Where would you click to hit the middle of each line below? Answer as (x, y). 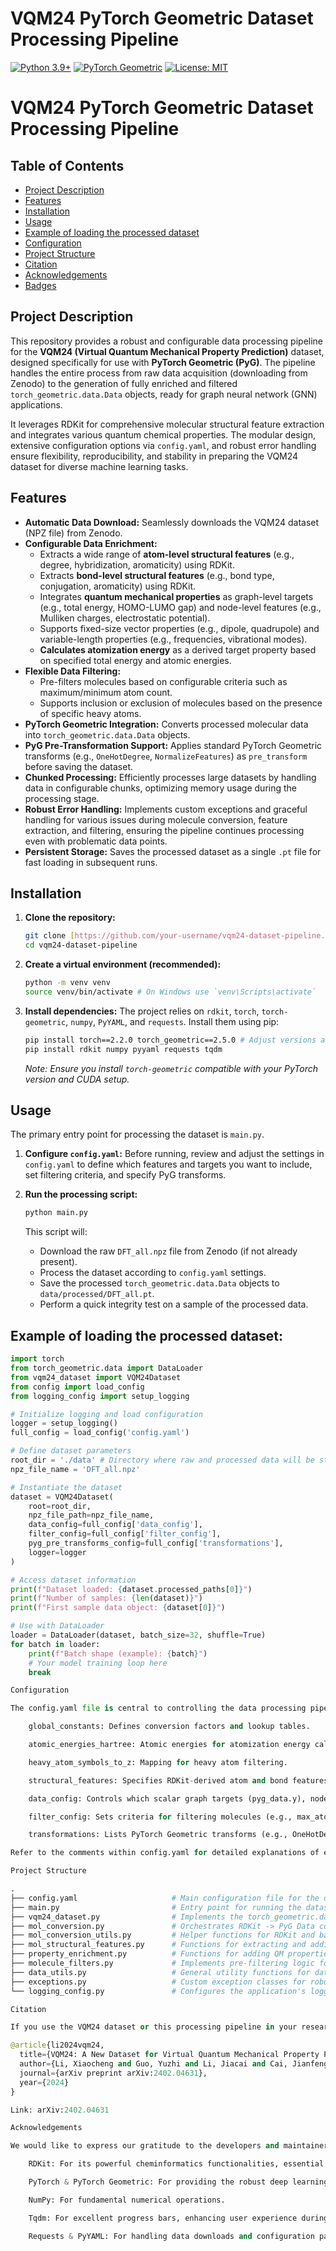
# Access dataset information (73, 1580)
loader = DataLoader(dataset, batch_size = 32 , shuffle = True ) (138, 1635)
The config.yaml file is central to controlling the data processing (158, 1708)
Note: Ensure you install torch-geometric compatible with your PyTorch (171, 1068)
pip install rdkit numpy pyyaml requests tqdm (123, 1049)
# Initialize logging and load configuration (106, 1414)
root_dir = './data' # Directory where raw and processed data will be (162, 1460)
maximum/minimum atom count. (106, 692)
